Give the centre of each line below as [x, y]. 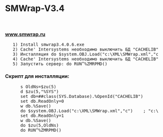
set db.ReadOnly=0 [42, 101]
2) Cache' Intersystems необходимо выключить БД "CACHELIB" [86, 49]
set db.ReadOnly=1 [42, 116]
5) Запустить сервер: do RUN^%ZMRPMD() [60, 64]
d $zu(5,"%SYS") [40, 91]
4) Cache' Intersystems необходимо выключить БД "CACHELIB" [86, 59]
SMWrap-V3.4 [35, 8]
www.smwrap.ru [25, 34]
